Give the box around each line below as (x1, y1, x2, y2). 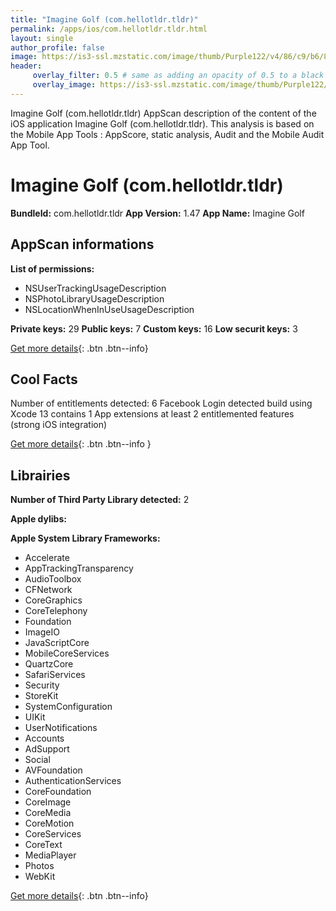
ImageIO (24, 626, 60, 638)
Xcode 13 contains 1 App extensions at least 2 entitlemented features (10, 408, 295, 420)
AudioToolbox (24, 573, 82, 585)
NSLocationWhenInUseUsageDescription (24, 303, 195, 315)
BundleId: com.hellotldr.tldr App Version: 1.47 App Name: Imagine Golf (10, 207, 305, 219)
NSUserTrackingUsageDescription (24, 282, 167, 294)
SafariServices (24, 669, 86, 681)
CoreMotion (24, 817, 75, 830)
